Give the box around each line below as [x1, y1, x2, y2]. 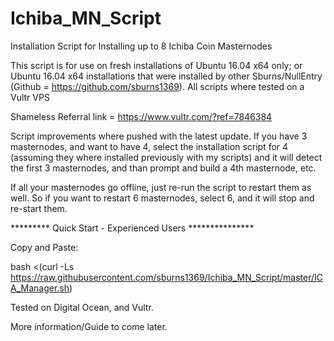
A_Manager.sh [10, 282, 70, 294]
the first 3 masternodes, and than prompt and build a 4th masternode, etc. [10, 162, 317, 174]
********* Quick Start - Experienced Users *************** [10, 222, 255, 234]
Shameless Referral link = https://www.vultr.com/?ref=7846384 [10, 110, 273, 122]
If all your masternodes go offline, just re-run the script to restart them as [10, 181, 312, 193]
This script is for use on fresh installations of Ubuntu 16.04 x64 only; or [10, 59, 303, 71]
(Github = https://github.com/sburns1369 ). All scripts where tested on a [10, 80, 305, 92]
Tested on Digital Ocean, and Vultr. [10, 301, 154, 313]
